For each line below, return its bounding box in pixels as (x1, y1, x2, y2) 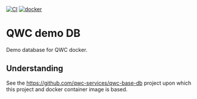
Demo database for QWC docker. (6, 46, 87, 53)
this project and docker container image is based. (6, 85, 128, 92)
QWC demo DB (6, 27, 81, 40)
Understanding (6, 63, 64, 74)
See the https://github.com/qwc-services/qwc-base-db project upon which (6, 79, 192, 86)
